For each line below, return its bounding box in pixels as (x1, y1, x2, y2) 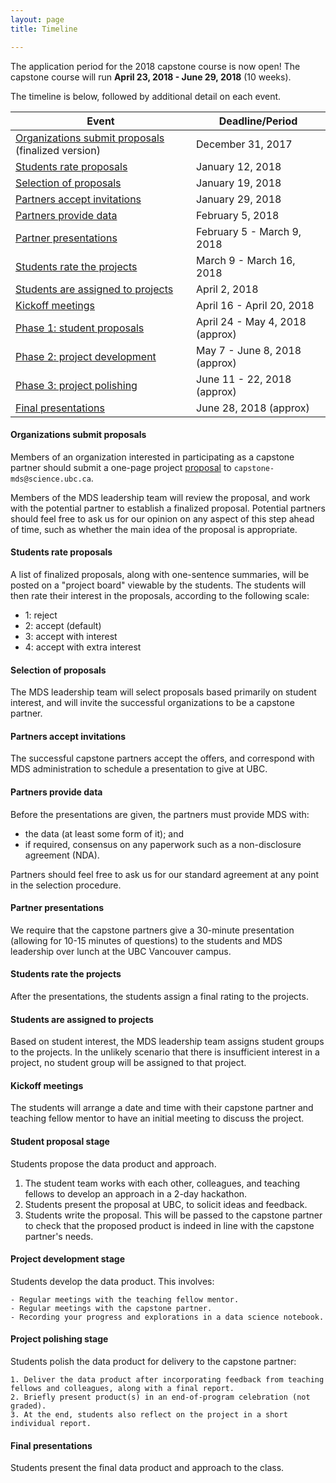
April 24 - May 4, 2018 (196, 314, 307, 328)
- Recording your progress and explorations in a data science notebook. (10, 1312, 325, 1322)
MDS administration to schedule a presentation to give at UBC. (10, 763, 268, 775)
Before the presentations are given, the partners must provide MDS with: (10, 808, 310, 820)
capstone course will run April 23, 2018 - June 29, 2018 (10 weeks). (10, 71, 292, 83)
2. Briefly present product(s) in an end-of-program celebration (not (10, 1392, 311, 1402)
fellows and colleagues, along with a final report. (10, 1383, 235, 1393)
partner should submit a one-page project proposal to (10, 461, 232, 473)
